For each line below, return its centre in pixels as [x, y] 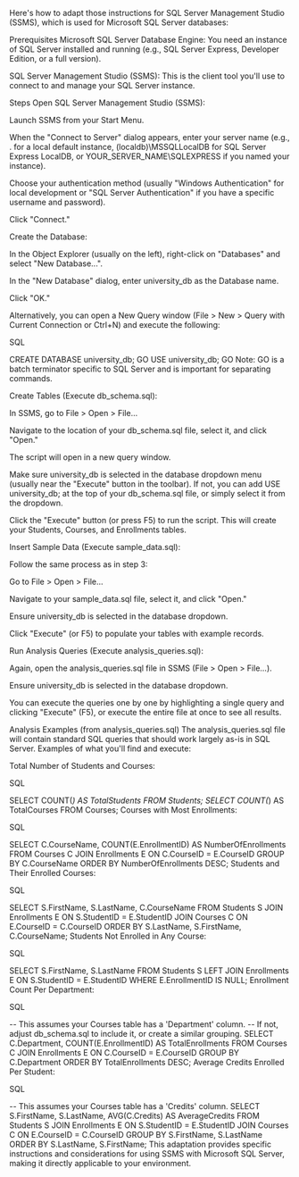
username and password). [58, 202]
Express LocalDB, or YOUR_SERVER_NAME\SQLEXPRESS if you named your [149, 156]
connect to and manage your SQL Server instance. [102, 85]
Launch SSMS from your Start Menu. [77, 120]
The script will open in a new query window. [90, 457]
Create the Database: [48, 237]
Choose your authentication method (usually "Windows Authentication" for [147, 183]
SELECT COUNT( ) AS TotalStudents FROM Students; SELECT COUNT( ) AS [146, 800]
